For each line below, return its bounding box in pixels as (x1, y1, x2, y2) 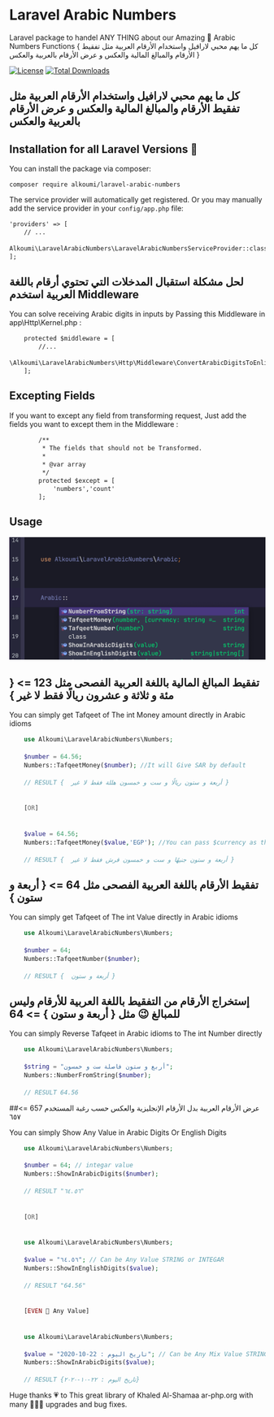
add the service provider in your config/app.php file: (9, 203, 184, 213)
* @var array (41, 460, 86, 468)
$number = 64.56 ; (24, 753, 83, 761)
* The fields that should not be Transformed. (41, 444, 202, 452)
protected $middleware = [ (24, 334, 115, 342)
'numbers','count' (52, 485, 115, 493)
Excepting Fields (9, 389, 96, 403)
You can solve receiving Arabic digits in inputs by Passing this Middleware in (9, 309, 266, 319)
